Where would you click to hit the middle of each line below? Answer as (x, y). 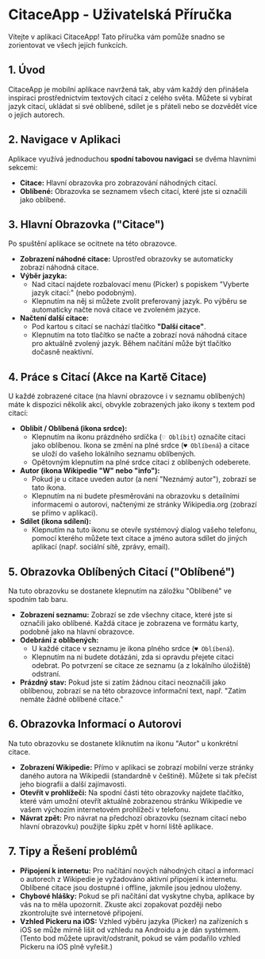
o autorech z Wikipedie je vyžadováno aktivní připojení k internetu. (129, 879)
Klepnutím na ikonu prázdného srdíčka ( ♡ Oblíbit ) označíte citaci (138, 437)
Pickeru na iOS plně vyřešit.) (66, 946)
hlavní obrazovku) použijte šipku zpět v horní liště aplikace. (117, 826)
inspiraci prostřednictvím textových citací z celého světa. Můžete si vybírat (130, 98)
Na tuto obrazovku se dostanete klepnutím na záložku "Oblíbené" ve (120, 591)
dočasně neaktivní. (62, 352)
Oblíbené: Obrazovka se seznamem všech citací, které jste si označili (133, 191)
